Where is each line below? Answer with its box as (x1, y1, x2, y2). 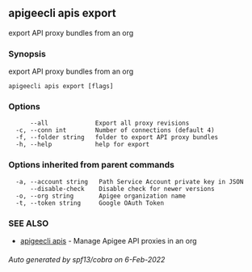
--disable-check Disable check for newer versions (29, 185, 216, 193)
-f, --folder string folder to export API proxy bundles (15, 134, 219, 142)
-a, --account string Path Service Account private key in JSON (15, 177, 244, 185)
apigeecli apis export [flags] (8, 83, 114, 91)
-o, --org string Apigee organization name (15, 192, 186, 200)
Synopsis (8, 48, 46, 59)
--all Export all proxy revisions (29, 119, 190, 128)
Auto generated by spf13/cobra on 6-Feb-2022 (8, 254, 166, 264)
